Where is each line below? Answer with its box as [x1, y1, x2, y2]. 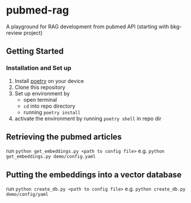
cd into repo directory [23, 102, 75, 109]
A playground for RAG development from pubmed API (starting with [6, 23, 169, 30]
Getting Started [6, 46, 64, 56]
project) [23, 29, 43, 36]
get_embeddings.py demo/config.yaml [6, 154, 96, 159]
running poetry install [23, 108, 81, 115]
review [6, 29, 22, 36]
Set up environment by [14, 89, 70, 97]
